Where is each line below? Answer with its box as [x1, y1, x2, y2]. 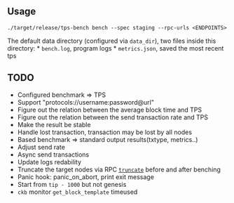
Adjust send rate [17, 143, 65, 151]
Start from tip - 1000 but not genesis [17, 180, 127, 188]
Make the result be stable [17, 120, 91, 129]
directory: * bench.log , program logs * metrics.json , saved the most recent [7, 44, 224, 52]
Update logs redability [17, 157, 82, 166]
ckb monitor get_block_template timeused [17, 188, 138, 196]
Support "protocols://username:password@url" [17, 98, 154, 106]
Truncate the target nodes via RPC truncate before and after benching [17, 165, 221, 173]
